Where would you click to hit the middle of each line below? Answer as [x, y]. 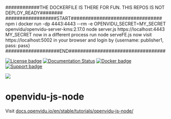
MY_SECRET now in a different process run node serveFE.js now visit [79, 35]
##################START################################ [84, 18]
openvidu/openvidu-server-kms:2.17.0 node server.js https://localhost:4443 [85, 29]
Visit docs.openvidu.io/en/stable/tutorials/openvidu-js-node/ [69, 111]
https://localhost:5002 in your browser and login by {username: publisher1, [84, 40]
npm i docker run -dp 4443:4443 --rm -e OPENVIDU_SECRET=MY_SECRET [85, 24]
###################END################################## [85, 51]
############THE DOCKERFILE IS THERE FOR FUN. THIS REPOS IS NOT [85, 7]
